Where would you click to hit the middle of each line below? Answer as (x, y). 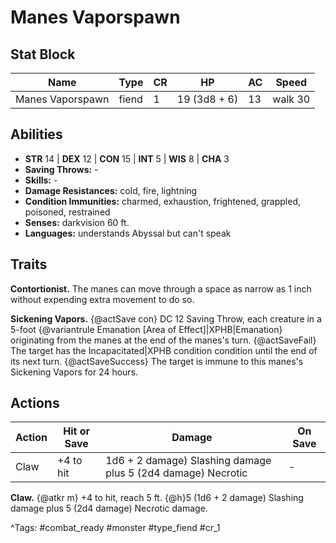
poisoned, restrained (67, 212)
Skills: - (41, 180)
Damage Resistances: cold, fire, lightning (111, 190)
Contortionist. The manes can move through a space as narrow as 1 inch (161, 288)
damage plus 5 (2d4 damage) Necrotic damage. (109, 508)
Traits (29, 264)
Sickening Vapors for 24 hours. (74, 372)
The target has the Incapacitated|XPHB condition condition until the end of (164, 350)
